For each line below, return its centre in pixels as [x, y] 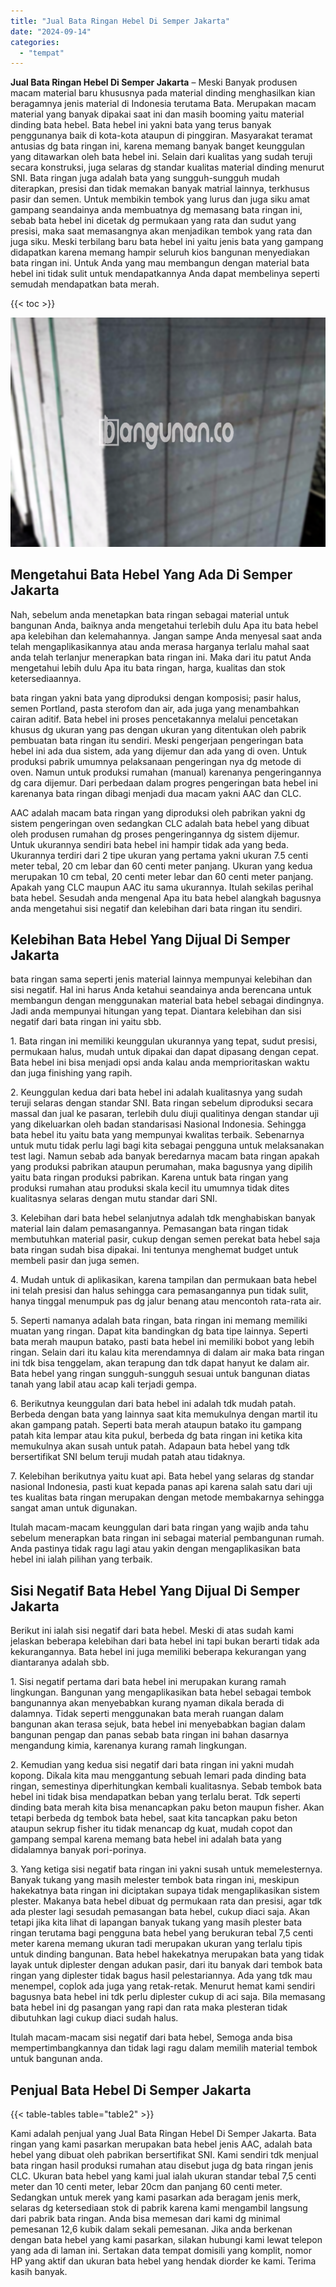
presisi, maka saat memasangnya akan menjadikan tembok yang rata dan [161, 231]
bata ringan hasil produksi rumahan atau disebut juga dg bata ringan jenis [162, 2166]
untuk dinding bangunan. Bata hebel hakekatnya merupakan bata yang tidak [167, 1954]
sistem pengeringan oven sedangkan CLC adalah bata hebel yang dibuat [160, 823]
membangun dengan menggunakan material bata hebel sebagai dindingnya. [167, 1001]
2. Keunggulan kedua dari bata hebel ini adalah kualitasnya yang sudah [156, 1092]
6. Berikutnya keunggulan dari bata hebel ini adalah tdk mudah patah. [153, 1404]
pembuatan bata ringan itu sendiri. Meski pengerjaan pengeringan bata [157, 740]
